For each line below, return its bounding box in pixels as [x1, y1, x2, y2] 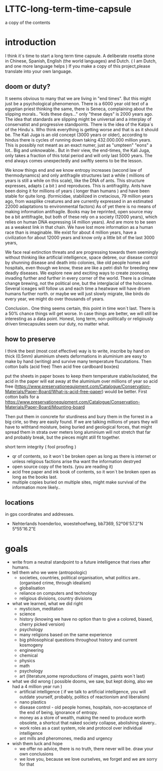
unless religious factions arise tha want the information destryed [12, 458, 141, 464]
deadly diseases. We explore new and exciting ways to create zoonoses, [5, 270, 151, 276]
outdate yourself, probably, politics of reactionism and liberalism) [19, 694, 150, 700]
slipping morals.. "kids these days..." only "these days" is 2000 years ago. [5, 111, 153, 117]
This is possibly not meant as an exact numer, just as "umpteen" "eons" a [5, 142, 152, 148]
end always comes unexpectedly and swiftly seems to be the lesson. [5, 158, 143, 163]
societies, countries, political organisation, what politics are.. [19, 575, 141, 581]
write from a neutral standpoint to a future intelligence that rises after [12, 559, 151, 565]
